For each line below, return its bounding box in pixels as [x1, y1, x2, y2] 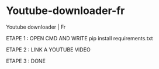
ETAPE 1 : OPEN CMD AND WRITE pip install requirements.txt [6, 34, 153, 42]
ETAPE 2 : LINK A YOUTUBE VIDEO [6, 46, 91, 53]
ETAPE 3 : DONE [6, 57, 46, 64]
